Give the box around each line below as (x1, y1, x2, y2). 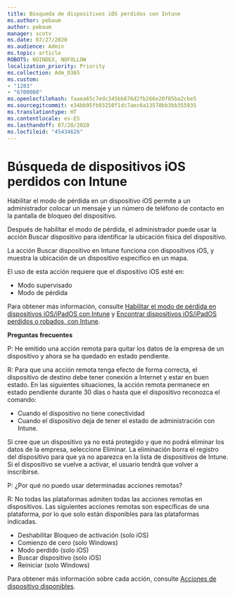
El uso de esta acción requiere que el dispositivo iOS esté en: (7, 268, 185, 276)
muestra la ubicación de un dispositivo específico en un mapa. (7, 254, 189, 263)
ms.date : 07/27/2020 (7, 37, 68, 44)
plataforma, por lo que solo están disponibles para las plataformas (7, 510, 199, 518)
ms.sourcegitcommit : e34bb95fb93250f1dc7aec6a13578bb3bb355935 (7, 102, 197, 109)
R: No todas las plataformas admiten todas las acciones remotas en (7, 495, 203, 503)
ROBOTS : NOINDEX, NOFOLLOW (7, 56, 87, 63)
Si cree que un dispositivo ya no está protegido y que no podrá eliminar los (7, 438, 224, 446)
